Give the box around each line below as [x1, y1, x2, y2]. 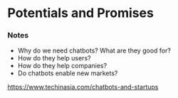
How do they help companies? [17, 62, 108, 70]
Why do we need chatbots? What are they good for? [17, 46, 171, 55]
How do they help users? [17, 54, 91, 62]
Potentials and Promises [7, 5, 155, 21]
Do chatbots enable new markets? [17, 69, 118, 77]
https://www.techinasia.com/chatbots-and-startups [7, 83, 159, 92]
